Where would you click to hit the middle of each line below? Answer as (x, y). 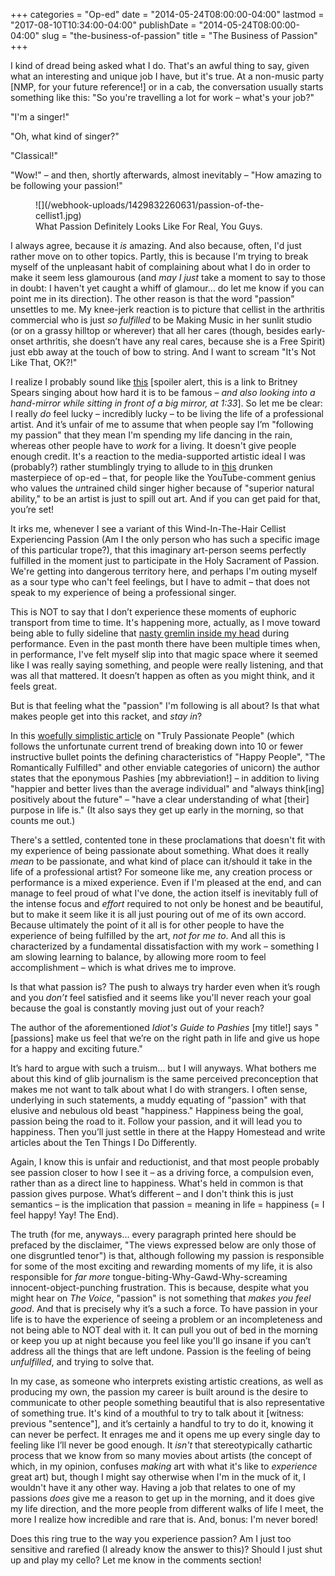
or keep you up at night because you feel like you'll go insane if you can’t (161, 1340)
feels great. (34, 686)
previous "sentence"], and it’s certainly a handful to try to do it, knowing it (162, 1423)
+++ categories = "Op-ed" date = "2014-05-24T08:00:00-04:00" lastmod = (167, 14)
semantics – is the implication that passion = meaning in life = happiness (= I (167, 1204)
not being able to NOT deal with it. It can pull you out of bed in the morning (164, 1330)
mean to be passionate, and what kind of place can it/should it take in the (161, 861)
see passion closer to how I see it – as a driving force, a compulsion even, (162, 1172)
